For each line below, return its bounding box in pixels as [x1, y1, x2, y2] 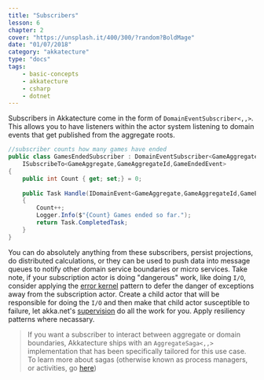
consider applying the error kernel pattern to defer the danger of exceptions [8, 281, 255, 290]
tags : [8, 63, 26, 71]
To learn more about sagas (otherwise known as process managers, [27, 355, 248, 364]
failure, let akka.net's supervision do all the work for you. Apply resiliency [8, 306, 245, 315]
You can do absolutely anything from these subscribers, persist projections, [8, 247, 254, 256]
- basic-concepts [22, 70, 79, 78]
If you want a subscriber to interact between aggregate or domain [27, 330, 241, 339]
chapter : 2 [8, 26, 44, 34]
